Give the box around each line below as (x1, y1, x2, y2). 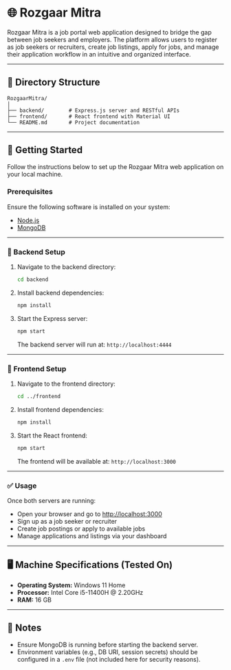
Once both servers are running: (7, 497, 96, 504)
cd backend (16, 276, 49, 284)
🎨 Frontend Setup (7, 364, 67, 373)
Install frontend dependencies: (16, 405, 104, 413)
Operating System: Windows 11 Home (16, 581, 126, 589)
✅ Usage (7, 481, 37, 491)
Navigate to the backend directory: (16, 263, 116, 271)
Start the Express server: (16, 314, 88, 322)
